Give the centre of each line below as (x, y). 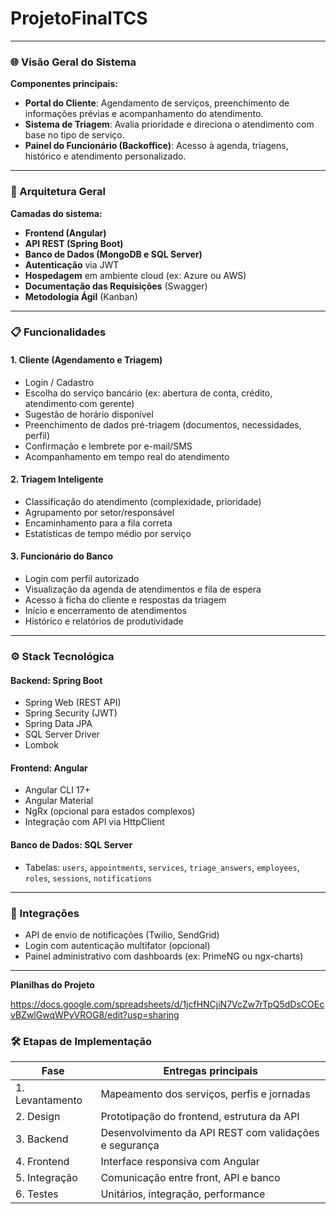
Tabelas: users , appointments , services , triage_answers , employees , (162, 867)
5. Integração (46, 1178)
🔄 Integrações (45, 913)
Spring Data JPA (58, 724)
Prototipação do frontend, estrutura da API (200, 1117)
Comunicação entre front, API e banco (190, 1178)
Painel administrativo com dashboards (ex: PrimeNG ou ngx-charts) (164, 956)
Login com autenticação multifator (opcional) (117, 945)
